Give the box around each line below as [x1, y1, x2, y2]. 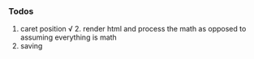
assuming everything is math [19, 32, 118, 42]
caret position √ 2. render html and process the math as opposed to [19, 24, 247, 34]
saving [19, 41, 43, 51]
